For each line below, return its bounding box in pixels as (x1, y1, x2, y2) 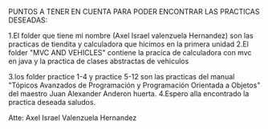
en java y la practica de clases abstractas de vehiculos (8, 56, 189, 66)
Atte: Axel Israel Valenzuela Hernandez (8, 113, 137, 123)
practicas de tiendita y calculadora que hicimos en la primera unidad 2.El (8, 39, 249, 49)
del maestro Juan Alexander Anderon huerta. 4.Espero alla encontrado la (8, 89, 250, 99)
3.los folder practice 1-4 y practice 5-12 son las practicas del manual (8, 72, 235, 81)
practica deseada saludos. (8, 98, 96, 107)
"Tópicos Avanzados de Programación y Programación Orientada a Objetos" (8, 80, 261, 90)
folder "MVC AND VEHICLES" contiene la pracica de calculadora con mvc (8, 48, 252, 57)
